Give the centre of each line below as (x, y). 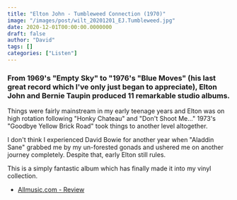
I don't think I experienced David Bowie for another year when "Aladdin (111, 140)
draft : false (27, 34)
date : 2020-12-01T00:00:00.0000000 (60, 27)
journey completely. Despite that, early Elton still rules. (87, 155)
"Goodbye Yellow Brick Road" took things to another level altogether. (108, 126)
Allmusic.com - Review (51, 190)
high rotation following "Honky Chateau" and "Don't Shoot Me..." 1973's (111, 119)
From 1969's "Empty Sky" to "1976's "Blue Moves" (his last (112, 78)
